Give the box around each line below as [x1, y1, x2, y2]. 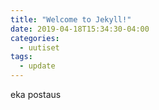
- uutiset [19, 42, 60, 53]
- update [19, 61, 56, 71]
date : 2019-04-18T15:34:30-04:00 [10, 24, 150, 34]
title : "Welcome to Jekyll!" [10, 14, 132, 25]
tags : [10, 52, 33, 62]
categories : [10, 33, 60, 43]
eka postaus [10, 89, 62, 100]
